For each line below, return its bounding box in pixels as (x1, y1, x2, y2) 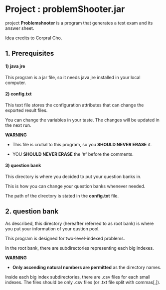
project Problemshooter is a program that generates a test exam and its (5, 20, 153, 26)
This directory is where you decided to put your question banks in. (5, 173, 142, 180)
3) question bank (5, 163, 41, 169)
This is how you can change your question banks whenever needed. (5, 183, 146, 189)
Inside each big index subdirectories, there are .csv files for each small (5, 274, 151, 280)
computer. (5, 80, 26, 86)
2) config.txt (5, 91, 32, 97)
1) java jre (5, 63, 25, 69)
